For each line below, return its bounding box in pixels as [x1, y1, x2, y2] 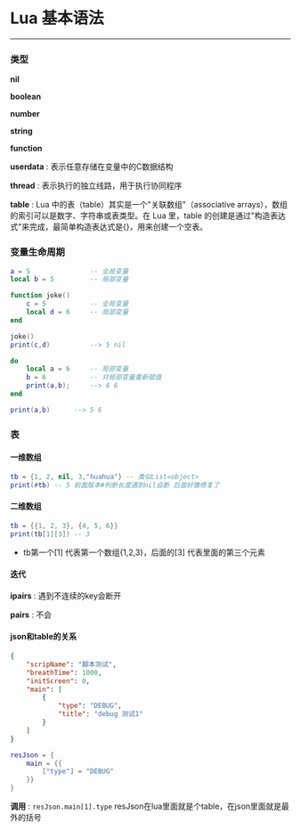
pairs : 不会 [10, 609, 53, 620]
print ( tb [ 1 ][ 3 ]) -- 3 [10, 529, 91, 539]
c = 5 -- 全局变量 [26, 299, 129, 308]
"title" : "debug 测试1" [57, 710, 143, 719]
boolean [10, 91, 42, 102]
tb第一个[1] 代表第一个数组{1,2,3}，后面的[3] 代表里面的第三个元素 [22, 547, 266, 558]
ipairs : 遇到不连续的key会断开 [10, 590, 122, 601]
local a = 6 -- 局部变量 [26, 364, 129, 374]
